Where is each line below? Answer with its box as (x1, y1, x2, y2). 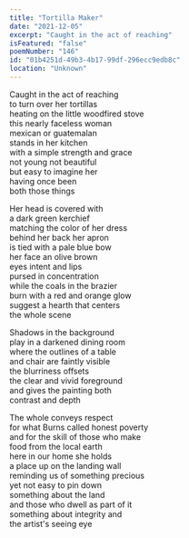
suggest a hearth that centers (9, 299, 121, 310)
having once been (9, 175, 77, 186)
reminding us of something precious (9, 470, 145, 481)
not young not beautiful (9, 156, 97, 167)
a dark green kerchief (9, 213, 91, 224)
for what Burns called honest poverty (9, 422, 149, 433)
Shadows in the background (9, 326, 115, 337)
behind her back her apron (9, 232, 109, 243)
